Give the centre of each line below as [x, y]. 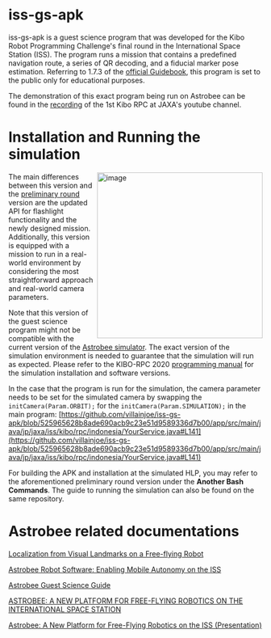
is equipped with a [39, 245]
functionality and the [43, 219]
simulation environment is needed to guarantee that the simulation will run [131, 355]
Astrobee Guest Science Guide [60, 585]
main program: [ [35, 414]
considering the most [44, 271]
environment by [55, 262]
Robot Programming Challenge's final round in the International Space [125, 45]
